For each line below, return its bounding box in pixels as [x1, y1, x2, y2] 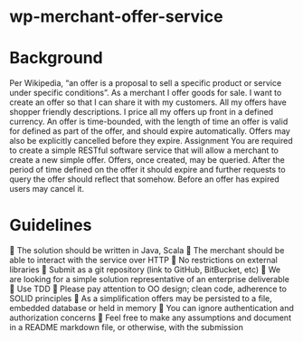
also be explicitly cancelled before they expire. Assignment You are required [9, 136, 293, 147]
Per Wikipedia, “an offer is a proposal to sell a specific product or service [9, 78, 282, 89]
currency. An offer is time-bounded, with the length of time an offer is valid [9, 116, 289, 128]
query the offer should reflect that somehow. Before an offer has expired [9, 174, 279, 185]
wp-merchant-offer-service [9, 6, 223, 27]
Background [9, 48, 103, 69]
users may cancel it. [9, 184, 84, 194]
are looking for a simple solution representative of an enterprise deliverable [9, 274, 289, 285]
